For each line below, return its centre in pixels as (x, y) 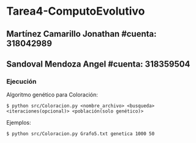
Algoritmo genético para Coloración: (52, 95)
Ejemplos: (19, 123)
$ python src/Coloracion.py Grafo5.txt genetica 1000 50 (81, 134)
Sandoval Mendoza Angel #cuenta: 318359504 (98, 64)
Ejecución (21, 81)
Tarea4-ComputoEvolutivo (76, 11)
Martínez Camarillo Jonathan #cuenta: (82, 34)
